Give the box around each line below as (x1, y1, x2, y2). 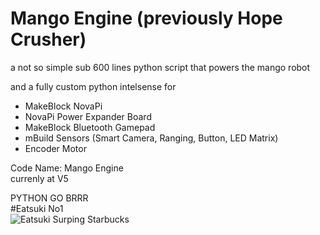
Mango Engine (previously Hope (10, 7, 283, 30)
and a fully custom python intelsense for (10, 80, 177, 92)
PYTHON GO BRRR (10, 192, 89, 204)
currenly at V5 (10, 172, 69, 184)
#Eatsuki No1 (10, 202, 64, 214)
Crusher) (10, 28, 87, 51)
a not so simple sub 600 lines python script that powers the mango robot (10, 61, 311, 73)
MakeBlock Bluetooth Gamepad (24, 121, 156, 133)
